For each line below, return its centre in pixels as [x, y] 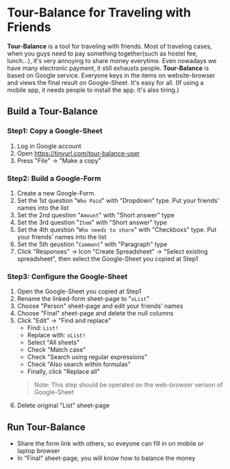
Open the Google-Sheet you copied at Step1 [79, 291]
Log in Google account [49, 146]
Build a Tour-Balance [52, 111]
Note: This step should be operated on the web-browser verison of [128, 385]
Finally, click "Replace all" [64, 372]
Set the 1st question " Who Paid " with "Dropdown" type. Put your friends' [118, 200]
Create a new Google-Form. [56, 193]
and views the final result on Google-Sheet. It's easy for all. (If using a [105, 82]
